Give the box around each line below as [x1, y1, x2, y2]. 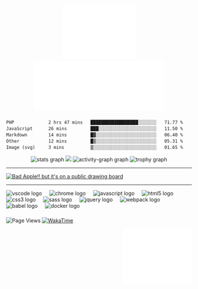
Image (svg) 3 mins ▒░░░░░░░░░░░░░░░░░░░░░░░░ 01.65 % [6, 144, 183, 150]
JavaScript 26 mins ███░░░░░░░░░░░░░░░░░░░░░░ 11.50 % [6, 126, 183, 132]
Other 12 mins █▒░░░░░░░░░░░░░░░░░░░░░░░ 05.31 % [6, 138, 183, 144]
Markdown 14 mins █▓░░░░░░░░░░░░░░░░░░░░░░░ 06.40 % [6, 132, 183, 138]
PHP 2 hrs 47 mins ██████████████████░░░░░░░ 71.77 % [6, 119, 183, 125]
